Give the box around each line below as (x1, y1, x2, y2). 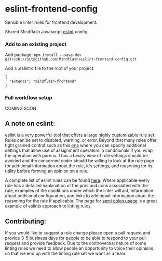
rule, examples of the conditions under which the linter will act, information (5, 188, 153, 194)
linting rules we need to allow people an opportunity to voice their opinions (5, 246, 153, 251)
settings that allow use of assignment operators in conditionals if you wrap (5, 147, 153, 153)
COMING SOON (5, 105, 37, 111)
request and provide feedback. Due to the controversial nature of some (5, 240, 146, 246)
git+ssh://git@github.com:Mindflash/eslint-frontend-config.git (5, 57, 137, 62)
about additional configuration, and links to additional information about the (5, 193, 155, 199)
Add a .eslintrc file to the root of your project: (5, 65, 95, 71)
